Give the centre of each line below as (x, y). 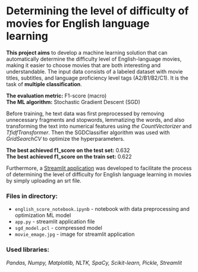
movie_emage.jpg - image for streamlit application (75, 234)
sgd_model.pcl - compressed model (58, 228)
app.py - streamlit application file (55, 222)
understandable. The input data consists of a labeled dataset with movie (95, 71)
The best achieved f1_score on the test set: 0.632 (68, 150)
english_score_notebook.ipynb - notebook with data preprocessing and (102, 209)
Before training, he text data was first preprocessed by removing (85, 113)
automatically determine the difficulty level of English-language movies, (94, 59)
